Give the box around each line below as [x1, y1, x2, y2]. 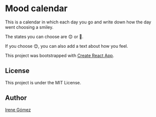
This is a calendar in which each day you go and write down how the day [5, 19, 152, 25]
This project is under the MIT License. [5, 79, 81, 85]
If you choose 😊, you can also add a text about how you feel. [5, 43, 128, 49]
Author [5, 94, 27, 102]
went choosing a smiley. [5, 24, 54, 30]
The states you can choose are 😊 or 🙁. [5, 34, 84, 39]
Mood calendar [5, 3, 68, 14]
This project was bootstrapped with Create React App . [5, 52, 115, 58]
